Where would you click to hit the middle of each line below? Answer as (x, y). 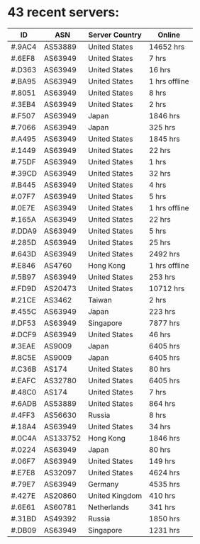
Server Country (115, 35)
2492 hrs (164, 254)
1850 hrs (164, 518)
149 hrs (162, 461)
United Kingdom (115, 495)
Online (169, 35)
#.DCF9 (24, 334)
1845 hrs (164, 139)
